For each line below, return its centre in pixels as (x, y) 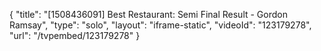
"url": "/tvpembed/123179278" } (75, 35)
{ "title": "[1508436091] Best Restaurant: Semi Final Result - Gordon (148, 14)
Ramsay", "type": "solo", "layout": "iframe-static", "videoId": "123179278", (160, 25)
